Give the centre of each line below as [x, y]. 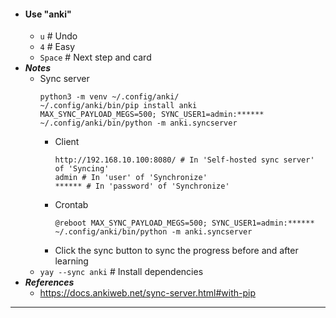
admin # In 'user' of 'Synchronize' [131, 178]
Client [67, 142]
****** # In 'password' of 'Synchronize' [142, 186]
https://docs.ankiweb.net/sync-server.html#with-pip [147, 293]
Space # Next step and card [95, 57]
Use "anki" [48, 14]
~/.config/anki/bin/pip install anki [118, 106]
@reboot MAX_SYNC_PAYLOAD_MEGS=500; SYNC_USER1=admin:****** [184, 223]
